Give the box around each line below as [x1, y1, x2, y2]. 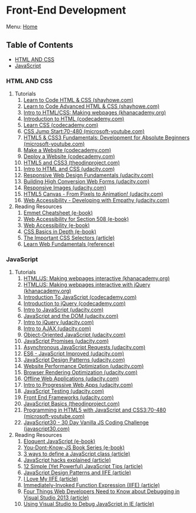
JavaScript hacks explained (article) [23, 456, 111, 463]
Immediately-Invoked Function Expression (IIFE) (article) [23, 482, 161, 489]
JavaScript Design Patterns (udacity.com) [23, 356, 125, 363]
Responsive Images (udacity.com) [23, 184, 106, 192]
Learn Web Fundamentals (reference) [23, 241, 115, 248]
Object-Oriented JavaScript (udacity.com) [23, 331, 126, 338]
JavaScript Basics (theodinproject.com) [23, 400, 120, 407]
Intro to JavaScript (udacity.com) [23, 306, 104, 313]
